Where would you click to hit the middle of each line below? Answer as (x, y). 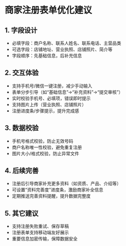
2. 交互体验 (22, 73)
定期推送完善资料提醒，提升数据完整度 (51, 196)
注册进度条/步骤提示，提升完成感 (45, 111)
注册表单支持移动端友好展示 (40, 233)
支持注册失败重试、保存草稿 (40, 226)
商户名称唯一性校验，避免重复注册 (47, 147)
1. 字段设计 (21, 30)
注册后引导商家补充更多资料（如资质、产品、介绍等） (66, 184)
